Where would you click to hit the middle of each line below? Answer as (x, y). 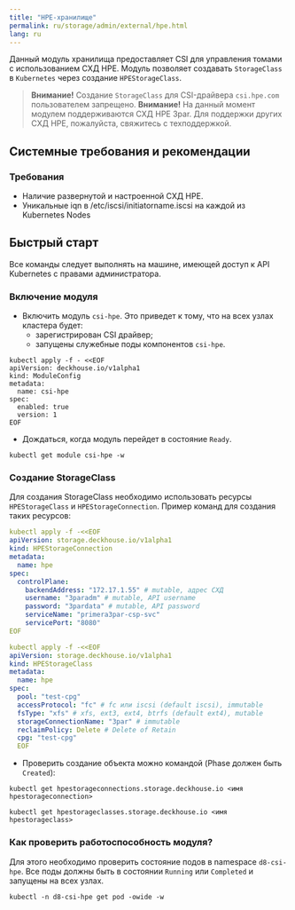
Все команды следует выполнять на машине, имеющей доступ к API (140, 264)
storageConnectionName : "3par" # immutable (98, 721)
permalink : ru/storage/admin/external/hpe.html (99, 26)
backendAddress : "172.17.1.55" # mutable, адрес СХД (124, 590)
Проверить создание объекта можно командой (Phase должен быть (152, 764)
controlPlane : (43, 582)
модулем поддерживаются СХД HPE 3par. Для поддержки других (156, 114)
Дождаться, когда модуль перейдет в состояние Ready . (127, 439)
